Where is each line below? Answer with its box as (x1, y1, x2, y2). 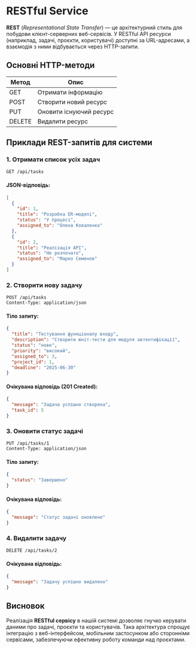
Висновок (6, 601, 45, 611)
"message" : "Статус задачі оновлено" (11, 515, 106, 521)
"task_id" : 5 (11, 407, 44, 413)
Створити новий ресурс (37, 97, 108, 106)
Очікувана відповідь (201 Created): (6, 383, 98, 390)
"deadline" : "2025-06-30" (11, 364, 76, 371)
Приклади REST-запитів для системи (6, 137, 152, 147)
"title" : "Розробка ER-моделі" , (17, 211, 97, 217)
